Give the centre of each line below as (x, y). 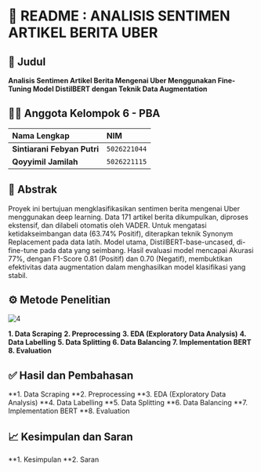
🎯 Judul (27, 62)
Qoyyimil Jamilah (45, 162)
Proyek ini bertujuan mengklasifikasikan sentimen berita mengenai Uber (124, 208)
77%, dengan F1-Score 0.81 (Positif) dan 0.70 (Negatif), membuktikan (120, 258)
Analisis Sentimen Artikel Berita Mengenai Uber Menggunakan (112, 80)
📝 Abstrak (33, 190)
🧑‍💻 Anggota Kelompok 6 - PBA (84, 113)
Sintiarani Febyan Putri (56, 148)
